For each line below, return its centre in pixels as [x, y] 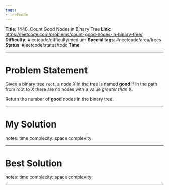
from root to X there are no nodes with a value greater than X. [69, 89]
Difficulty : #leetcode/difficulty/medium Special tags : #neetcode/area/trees [83, 40]
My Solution [31, 124]
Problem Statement [47, 70]
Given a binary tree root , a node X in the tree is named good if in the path [81, 84]
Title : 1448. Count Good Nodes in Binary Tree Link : [58, 29]
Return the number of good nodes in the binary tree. [60, 99]
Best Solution [34, 163]
